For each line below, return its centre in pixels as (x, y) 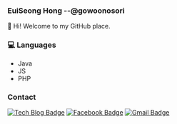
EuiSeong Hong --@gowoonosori (66, 11)
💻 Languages (32, 45)
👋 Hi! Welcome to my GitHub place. (59, 26)
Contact (22, 97)
